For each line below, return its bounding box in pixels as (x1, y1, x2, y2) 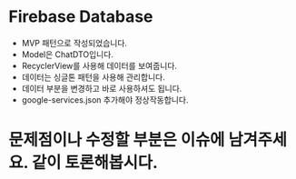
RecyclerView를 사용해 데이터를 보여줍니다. (21, 60, 178, 71)
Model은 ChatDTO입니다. (21, 48, 114, 60)
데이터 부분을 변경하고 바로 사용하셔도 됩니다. (21, 83, 183, 94)
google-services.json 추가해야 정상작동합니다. (21, 94, 189, 105)
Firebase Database (8, 6, 153, 27)
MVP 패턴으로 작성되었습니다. (21, 37, 128, 48)
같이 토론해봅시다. (31, 153, 158, 174)
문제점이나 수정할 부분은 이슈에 (8, 130, 225, 151)
